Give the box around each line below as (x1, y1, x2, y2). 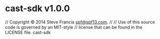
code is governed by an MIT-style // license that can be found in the (5, 24, 143, 30)
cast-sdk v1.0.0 (5, 3, 70, 14)
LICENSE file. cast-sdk (5, 29, 51, 35)
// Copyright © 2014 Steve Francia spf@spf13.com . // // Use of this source (5, 19, 156, 25)
